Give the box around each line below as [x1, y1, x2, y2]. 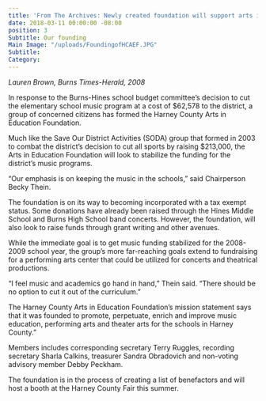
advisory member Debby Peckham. [8, 359, 123, 369]
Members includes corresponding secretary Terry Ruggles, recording [8, 342, 235, 352]
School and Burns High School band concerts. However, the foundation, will [8, 214, 256, 224]
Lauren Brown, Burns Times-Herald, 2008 [8, 77, 146, 87]
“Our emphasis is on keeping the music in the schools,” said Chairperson [8, 173, 246, 183]
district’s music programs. [8, 158, 93, 168]
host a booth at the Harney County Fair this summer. [8, 383, 180, 392]
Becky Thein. [8, 182, 51, 191]
